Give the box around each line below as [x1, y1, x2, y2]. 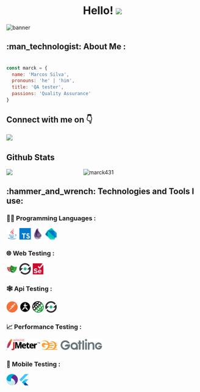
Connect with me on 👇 [6, 115, 93, 125]
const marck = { [6, 65, 48, 71]
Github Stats [6, 152, 55, 163]
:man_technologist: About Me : [6, 41, 126, 52]
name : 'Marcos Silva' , [12, 71, 70, 77]
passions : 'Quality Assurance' [12, 91, 91, 97]
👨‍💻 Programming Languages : [6, 214, 96, 223]
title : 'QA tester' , [12, 84, 64, 90]
